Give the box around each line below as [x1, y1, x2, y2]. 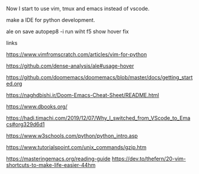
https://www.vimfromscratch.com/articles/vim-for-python [6, 51, 147, 58]
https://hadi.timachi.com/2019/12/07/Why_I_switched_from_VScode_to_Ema [6, 115, 191, 121]
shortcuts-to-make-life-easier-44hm [6, 162, 96, 168]
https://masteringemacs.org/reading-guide [6, 155, 111, 162]
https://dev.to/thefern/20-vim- [111, 155, 187, 162]
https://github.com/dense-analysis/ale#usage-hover [6, 62, 134, 69]
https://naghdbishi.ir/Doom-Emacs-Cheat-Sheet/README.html [6, 92, 159, 98]
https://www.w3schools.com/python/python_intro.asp [6, 133, 138, 139]
